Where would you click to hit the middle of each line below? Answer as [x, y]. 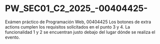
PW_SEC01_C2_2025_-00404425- [76, 8]
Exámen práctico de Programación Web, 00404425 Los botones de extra [78, 22]
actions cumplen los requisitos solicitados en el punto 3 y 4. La [68, 27]
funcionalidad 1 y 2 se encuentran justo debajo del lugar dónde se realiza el [80, 32]
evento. [13, 37]
